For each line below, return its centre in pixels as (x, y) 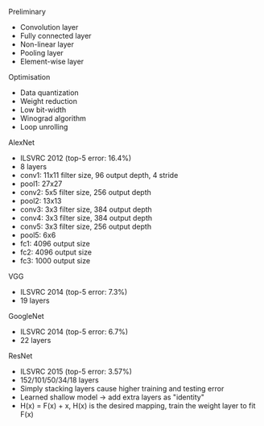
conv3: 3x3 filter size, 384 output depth (86, 209)
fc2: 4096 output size (56, 252)
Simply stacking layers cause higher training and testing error (122, 389)
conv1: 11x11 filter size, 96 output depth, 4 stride (99, 175)
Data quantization (49, 93)
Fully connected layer (56, 36)
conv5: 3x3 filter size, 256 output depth (85, 226)
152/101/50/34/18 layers (59, 380)
